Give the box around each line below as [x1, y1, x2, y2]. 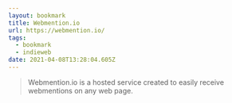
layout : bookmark [8, 11, 66, 20]
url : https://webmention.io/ [8, 26, 105, 34]
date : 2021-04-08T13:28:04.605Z [8, 56, 116, 64]
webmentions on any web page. [27, 86, 133, 95]
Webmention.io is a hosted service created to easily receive [27, 77, 225, 87]
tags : [8, 33, 26, 42]
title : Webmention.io [8, 19, 81, 27]
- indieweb [15, 48, 52, 56]
